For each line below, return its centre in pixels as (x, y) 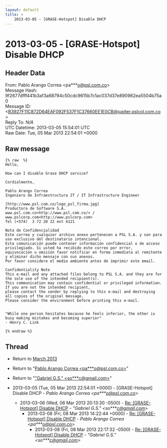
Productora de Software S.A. (35, 208)
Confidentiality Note (28, 270)
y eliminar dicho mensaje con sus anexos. (50, 257)
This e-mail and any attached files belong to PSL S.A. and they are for (84, 274)
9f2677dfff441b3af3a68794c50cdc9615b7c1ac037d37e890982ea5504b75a (83, 96)
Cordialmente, (20, 182)
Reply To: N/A (19, 122)
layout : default (22, 10)
